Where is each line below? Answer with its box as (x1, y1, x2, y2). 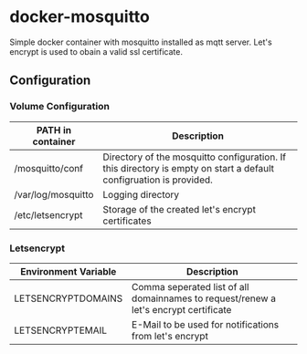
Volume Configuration (9, 100, 110, 113)
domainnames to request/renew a (131, 292, 277, 305)
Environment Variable (19, 265, 117, 277)
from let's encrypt (131, 329, 208, 342)
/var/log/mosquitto (14, 188, 94, 201)
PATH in (36, 123, 72, 136)
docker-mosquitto (9, 6, 151, 27)
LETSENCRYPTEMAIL (14, 324, 108, 337)
